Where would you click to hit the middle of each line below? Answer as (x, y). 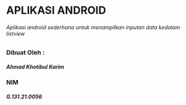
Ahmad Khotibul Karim (35, 67)
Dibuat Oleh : (25, 52)
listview (16, 33)
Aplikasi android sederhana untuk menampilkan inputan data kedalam (93, 27)
